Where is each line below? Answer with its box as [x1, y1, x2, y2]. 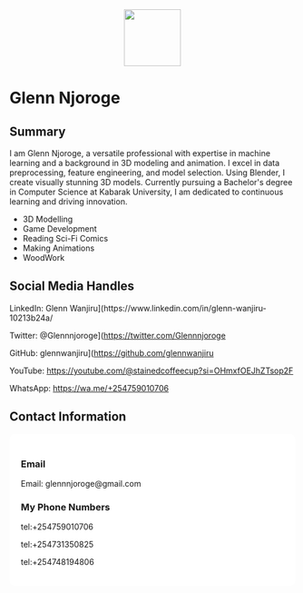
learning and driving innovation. [9, 196, 128, 207]
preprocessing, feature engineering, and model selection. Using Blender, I [9, 167, 286, 178]
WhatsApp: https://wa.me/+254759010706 [9, 382, 170, 393]
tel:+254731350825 [21, 539, 94, 550]
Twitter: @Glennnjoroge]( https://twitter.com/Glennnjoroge [9, 330, 227, 341]
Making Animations [22, 242, 95, 253]
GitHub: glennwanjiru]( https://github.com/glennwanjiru [9, 347, 215, 358]
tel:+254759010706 [21, 521, 93, 532]
